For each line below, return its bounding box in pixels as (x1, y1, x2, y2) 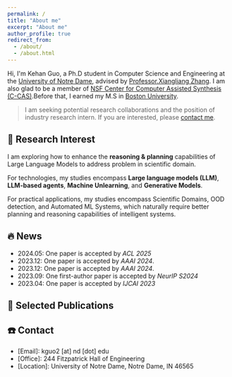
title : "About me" (7, 17, 61, 24)
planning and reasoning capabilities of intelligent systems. (7, 209, 176, 218)
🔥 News (7, 231, 42, 243)
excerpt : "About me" (7, 23, 68, 30)
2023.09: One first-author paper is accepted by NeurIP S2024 (17, 272, 199, 280)
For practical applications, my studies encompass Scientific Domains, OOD (7, 195, 225, 203)
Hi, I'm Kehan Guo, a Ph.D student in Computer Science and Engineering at (7, 69, 226, 78)
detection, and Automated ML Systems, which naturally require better (7, 202, 209, 211)
